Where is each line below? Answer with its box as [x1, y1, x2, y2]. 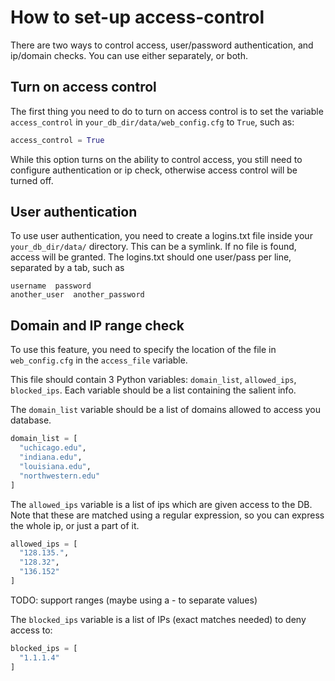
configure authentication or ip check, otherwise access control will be [10, 164, 298, 176]
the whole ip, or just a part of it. [10, 519, 140, 531]
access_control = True [10, 135, 105, 145]
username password [10, 281, 92, 291]
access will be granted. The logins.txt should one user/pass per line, [10, 251, 292, 263]
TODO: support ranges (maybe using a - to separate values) [10, 594, 258, 606]
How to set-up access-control [10, 6, 265, 29]
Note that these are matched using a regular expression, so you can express [10, 509, 325, 521]
